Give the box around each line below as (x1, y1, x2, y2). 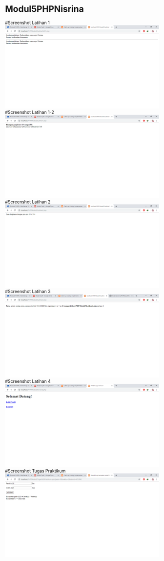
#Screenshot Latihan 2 (5, 199, 51, 205)
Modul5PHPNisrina (5, 3, 84, 15)
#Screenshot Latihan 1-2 (5, 109, 55, 115)
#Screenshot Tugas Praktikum (5, 468, 66, 474)
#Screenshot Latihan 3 (5, 289, 51, 294)
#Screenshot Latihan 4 (5, 378, 51, 384)
